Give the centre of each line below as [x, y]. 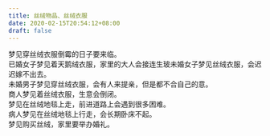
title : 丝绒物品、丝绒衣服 [48, 16]
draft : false [30, 30]
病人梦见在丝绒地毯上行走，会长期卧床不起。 [82, 114]
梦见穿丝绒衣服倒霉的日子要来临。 [65, 54]
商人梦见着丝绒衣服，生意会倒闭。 [65, 94]
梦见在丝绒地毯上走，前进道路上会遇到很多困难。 [89, 104]
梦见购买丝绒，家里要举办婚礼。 [61, 124]
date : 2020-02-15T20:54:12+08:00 [64, 23]
